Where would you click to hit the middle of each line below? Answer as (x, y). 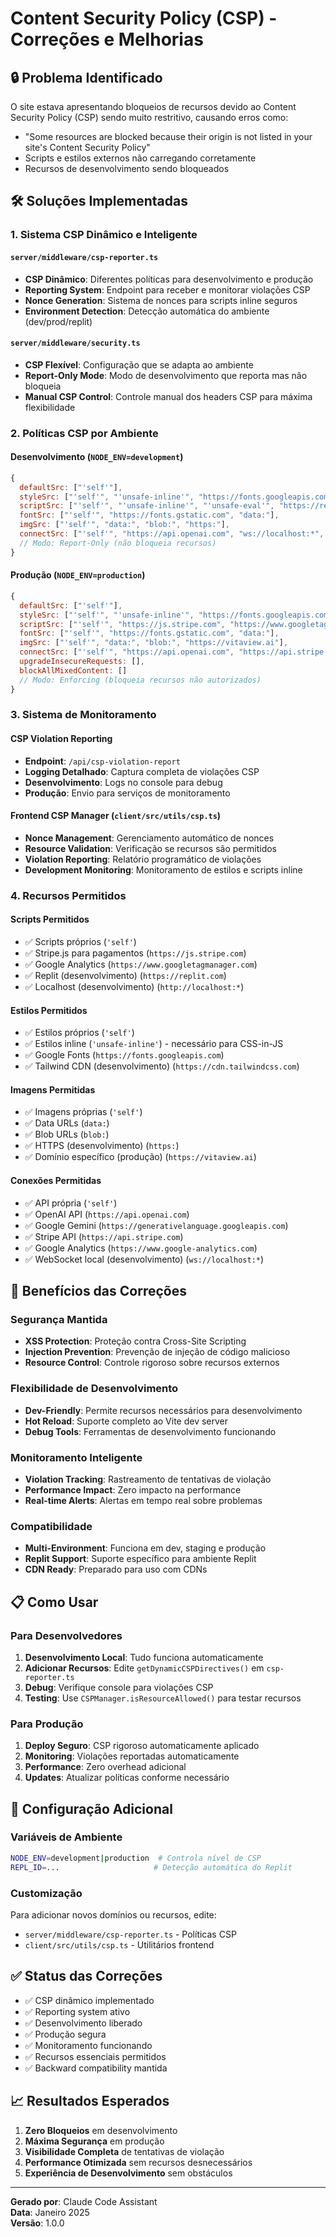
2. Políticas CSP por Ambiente (84, 433)
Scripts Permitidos (50, 919)
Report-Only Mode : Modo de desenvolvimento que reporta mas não (166, 375)
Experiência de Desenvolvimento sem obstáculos (128, 2173)
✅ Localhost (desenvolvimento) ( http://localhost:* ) (134, 986)
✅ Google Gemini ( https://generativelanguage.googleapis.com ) (156, 1225)
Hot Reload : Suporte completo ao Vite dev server (126, 1421)
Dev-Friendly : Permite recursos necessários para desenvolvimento (163, 1410)
